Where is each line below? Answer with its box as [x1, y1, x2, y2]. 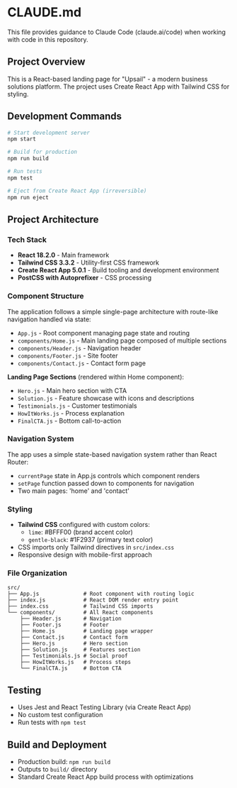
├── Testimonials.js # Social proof [20, 653, 129, 660]
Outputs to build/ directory [17, 765, 98, 774]
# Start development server [7, 129, 91, 136]
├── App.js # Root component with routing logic [7, 590, 195, 598]
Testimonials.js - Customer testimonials [17, 401, 137, 410]
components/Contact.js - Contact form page [17, 359, 146, 367]
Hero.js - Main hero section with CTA [17, 386, 127, 394]
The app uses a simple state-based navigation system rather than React [7, 450, 217, 458]
